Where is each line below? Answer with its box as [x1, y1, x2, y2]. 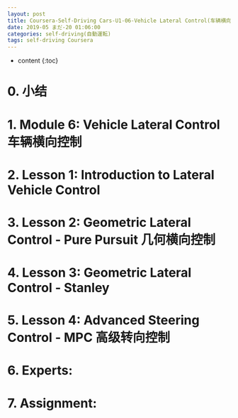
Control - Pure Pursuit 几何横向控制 [7, 232, 216, 247]
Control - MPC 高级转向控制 [7, 330, 170, 345]
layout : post [7, 10, 46, 18]
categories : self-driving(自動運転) [7, 30, 111, 38]
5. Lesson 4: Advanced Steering [7, 312, 200, 328]
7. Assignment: [7, 395, 97, 411]
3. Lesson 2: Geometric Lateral [7, 214, 191, 230]
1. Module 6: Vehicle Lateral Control [7, 117, 221, 132]
